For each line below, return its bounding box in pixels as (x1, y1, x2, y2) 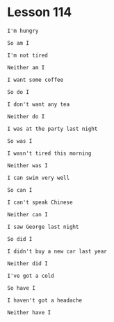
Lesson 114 (7, 4, 72, 20)
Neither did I (7, 260, 49, 267)
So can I (7, 186, 33, 193)
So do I (7, 88, 30, 95)
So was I (7, 137, 33, 144)
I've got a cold (7, 272, 54, 279)
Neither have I (7, 309, 51, 316)
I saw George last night (7, 223, 79, 230)
